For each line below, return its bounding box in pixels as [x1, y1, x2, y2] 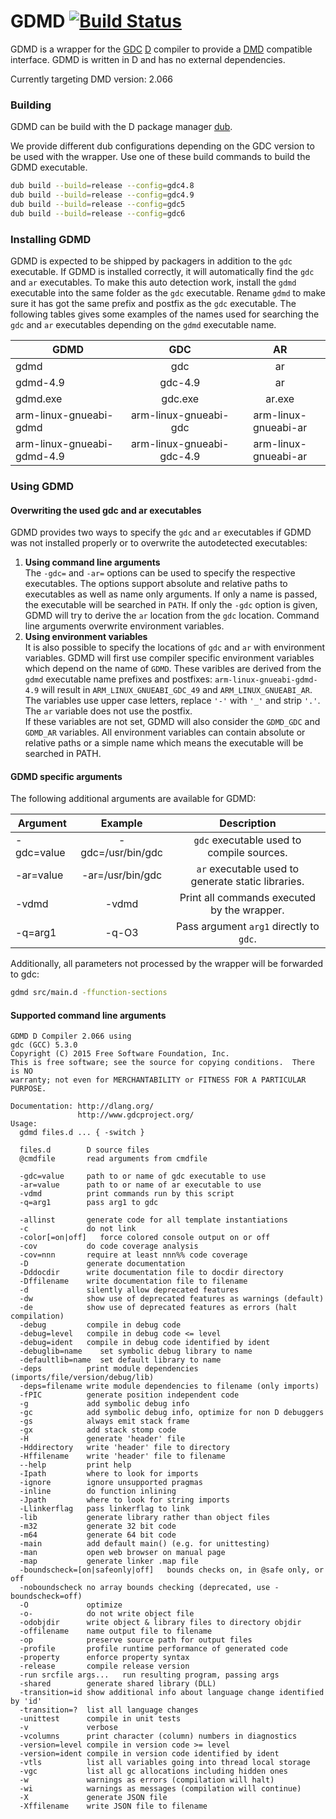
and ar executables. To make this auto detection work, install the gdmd [10, 276, 297, 289]
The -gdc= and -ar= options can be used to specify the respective [24, 567, 296, 579]
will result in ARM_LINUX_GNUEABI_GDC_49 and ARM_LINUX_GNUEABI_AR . [41, 684, 313, 696]
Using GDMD [10, 479, 75, 493]
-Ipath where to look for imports [19, 1469, 199, 1479]
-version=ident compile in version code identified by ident [19, 1749, 280, 1759]
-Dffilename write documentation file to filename [19, 1276, 248, 1287]
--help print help [19, 1460, 132, 1470]
